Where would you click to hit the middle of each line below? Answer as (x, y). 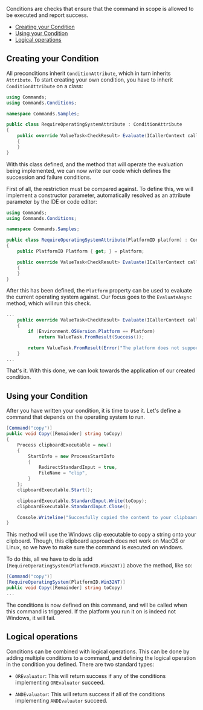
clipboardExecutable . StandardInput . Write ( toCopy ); (82, 501)
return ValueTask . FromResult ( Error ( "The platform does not (104, 348)
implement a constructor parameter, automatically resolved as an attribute (98, 195)
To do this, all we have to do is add (49, 559)
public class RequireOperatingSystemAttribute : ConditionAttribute (94, 124)
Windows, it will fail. (31, 618)
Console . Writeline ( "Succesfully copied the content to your (94, 517)
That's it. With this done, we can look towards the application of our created (101, 370)
